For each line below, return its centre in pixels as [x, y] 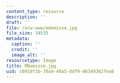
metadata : [18, 39]
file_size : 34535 [27, 33]
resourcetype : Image [31, 60]
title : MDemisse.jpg [31, 66]
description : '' [26, 17]
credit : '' [25, 50]
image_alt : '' [29, 55]
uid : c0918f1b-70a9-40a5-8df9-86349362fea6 [60, 71]
